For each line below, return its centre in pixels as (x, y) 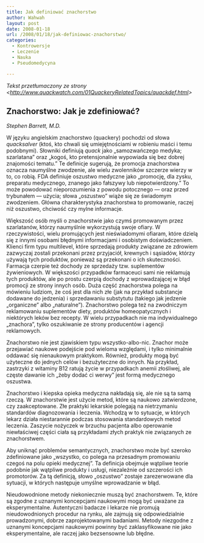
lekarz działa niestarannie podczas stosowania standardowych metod (93, 419)
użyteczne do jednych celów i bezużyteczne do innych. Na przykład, (93, 362)
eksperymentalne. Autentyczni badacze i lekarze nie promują (83, 508)
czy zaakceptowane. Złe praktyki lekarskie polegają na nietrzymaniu (92, 406)
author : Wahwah (26, 18)
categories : (21, 40)
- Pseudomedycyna (34, 63)
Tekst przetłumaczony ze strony (47, 85)
